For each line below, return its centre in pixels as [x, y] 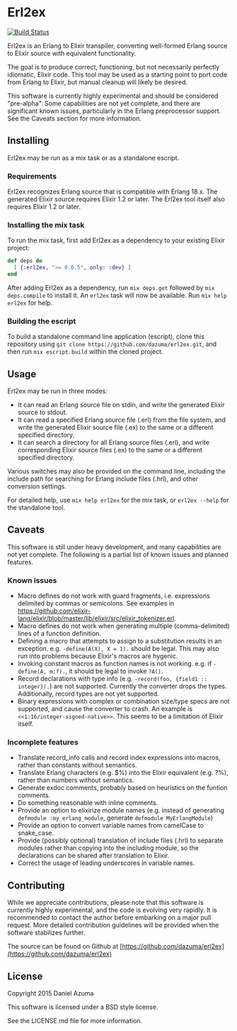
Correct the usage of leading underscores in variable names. [106, 863]
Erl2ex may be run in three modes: [57, 391]
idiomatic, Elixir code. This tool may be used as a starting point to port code [117, 74]
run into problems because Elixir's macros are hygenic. [98, 656]
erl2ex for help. [30, 303]
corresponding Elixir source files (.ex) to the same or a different [110, 450]
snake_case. [36, 833]
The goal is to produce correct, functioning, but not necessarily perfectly [114, 67]
